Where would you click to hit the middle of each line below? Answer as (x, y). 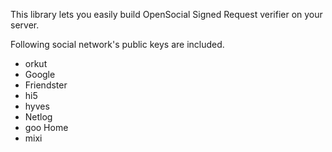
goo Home (46, 127)
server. (25, 25)
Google (40, 74)
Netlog (38, 117)
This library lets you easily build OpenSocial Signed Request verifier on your (166, 14)
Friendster (46, 85)
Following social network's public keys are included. (117, 44)
